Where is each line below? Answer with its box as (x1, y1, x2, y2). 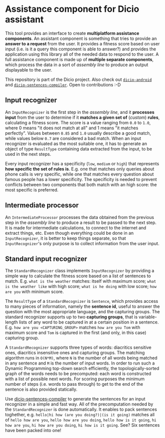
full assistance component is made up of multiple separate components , (5, 56, 154, 62)
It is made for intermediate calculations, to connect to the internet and (5, 224, 146, 230)
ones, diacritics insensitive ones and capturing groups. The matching (5, 350, 145, 356)
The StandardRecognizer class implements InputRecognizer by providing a (5, 268, 155, 274)
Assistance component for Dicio (5, 3, 139, 15)
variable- (138, 314, 157, 320)
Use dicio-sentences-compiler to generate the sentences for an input (5, 396, 146, 402)
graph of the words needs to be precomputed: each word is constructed (5, 371, 151, 377)
